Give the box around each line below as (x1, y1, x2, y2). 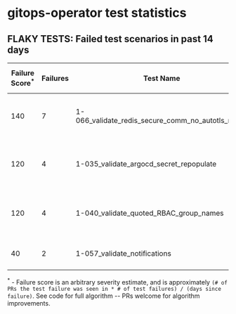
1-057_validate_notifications (75, 248, 172, 258)
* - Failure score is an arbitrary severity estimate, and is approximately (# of (7, 277, 228, 286)
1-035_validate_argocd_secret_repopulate (75, 159, 217, 169)
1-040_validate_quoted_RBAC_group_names (75, 208, 224, 218)
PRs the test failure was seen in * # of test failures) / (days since (7, 285, 221, 292)
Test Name (143, 74, 181, 83)
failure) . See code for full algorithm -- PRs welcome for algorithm (7, 292, 200, 300)
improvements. (7, 299, 51, 307)
